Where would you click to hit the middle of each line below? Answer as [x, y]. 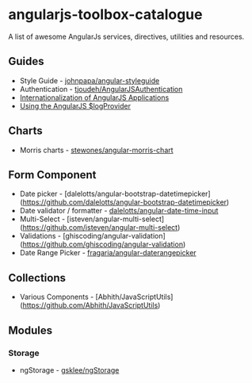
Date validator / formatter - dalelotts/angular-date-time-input [119, 211]
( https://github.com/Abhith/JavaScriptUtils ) [90, 305]
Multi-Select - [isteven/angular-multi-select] [92, 219]
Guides [27, 61]
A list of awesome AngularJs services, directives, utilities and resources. [126, 36]
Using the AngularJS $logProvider [75, 105]
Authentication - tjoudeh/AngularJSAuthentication [101, 89]
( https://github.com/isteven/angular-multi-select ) [100, 228]
